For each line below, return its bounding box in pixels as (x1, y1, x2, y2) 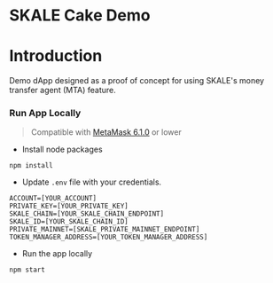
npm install (9, 161, 53, 170)
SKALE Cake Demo (9, 5, 151, 26)
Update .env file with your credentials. (21, 177, 162, 187)
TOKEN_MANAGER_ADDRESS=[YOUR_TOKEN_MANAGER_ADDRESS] (9, 232, 208, 242)
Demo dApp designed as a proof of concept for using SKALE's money (9, 75, 264, 86)
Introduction (9, 46, 103, 67)
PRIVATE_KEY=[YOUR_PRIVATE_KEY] (9, 201, 129, 211)
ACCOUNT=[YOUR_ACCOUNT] (9, 194, 97, 203)
